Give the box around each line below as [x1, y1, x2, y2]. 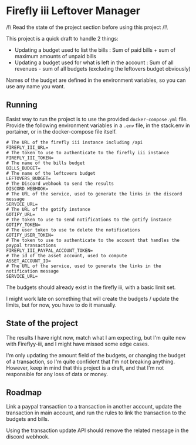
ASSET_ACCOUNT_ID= [6, 258, 51, 264]
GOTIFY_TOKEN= [6, 222, 41, 228]
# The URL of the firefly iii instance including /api [6, 140, 143, 145]
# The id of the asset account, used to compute [6, 253, 127, 258]
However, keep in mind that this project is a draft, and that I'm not [6, 364, 164, 371]
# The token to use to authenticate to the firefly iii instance [6, 150, 169, 155]
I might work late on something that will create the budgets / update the [6, 295, 179, 302]
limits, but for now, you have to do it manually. [6, 301, 117, 308]
